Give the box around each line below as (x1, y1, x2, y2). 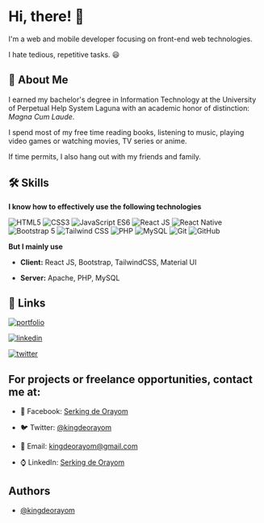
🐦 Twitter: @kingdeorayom (19, 423, 112, 432)
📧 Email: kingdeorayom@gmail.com (19, 441, 139, 451)
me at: (8, 385, 41, 399)
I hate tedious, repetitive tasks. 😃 (8, 49, 120, 59)
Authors (8, 484, 51, 498)
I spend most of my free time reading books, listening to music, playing (8, 127, 245, 137)
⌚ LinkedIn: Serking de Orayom (19, 458, 125, 467)
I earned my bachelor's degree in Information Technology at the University (8, 95, 257, 104)
